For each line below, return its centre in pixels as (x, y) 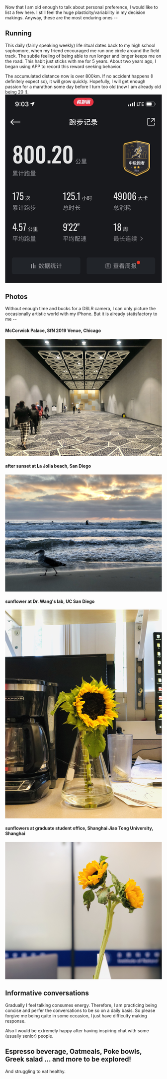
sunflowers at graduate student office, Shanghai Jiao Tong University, (79, 828)
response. (15, 1021)
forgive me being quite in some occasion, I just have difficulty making (76, 1015)
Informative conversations (47, 993)
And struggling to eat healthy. (36, 1071)
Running (19, 34)
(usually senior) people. (29, 1036)
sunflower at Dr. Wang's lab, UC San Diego (50, 601)
